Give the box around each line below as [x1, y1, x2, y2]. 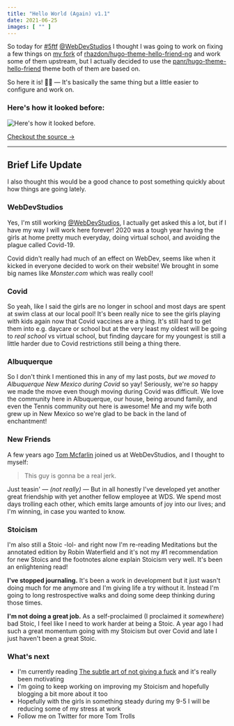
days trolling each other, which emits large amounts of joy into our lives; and [7, 500, 226, 508]
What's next [7, 651, 50, 661]
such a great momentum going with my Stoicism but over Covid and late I [7, 626, 218, 635]
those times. [7, 598, 43, 607]
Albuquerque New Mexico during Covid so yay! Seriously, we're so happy [7, 380, 218, 388]
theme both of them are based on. [42, 64, 141, 73]
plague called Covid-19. [7, 240, 75, 249]
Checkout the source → [7, 132, 75, 140]
